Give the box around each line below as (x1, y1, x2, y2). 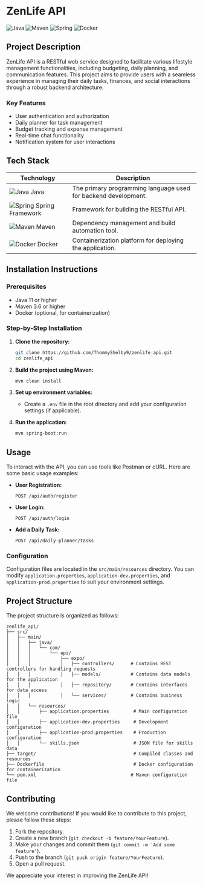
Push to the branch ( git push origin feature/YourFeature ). (14, 854, 164, 861)
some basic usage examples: (6, 470, 79, 477)
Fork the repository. (14, 828, 65, 835)
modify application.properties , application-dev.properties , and (6, 572, 170, 579)
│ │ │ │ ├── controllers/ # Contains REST (6, 661, 172, 667)
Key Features (6, 99, 47, 107)
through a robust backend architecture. (6, 84, 104, 91)
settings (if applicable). (24, 407, 82, 414)
